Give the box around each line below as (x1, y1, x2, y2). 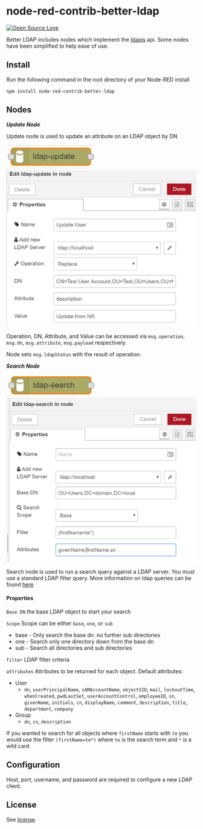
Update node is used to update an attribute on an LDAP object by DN (6, 132, 178, 139)
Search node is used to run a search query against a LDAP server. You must (6, 568, 195, 575)
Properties (6, 595, 34, 602)
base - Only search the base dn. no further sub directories (14, 632, 161, 639)
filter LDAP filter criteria (6, 656, 70, 664)
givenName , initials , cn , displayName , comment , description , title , (24, 699, 188, 706)
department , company (24, 705, 74, 712)
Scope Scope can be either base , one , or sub (6, 620, 113, 627)
